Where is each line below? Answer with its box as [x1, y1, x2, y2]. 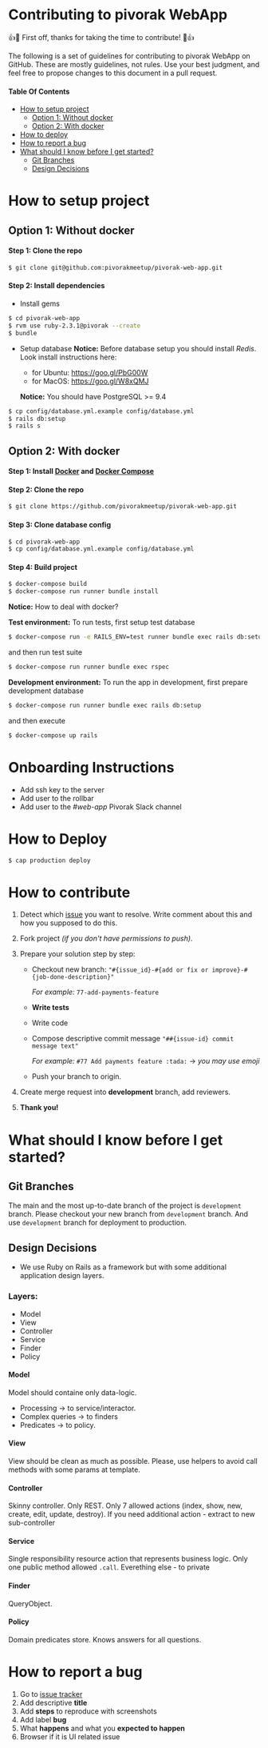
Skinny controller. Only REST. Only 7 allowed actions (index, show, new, [8, 1501, 243, 1510]
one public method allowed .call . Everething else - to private [8, 1562, 210, 1572]
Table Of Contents [8, 86, 70, 96]
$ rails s [8, 422, 41, 430]
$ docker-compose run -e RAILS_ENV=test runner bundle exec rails [8, 633, 234, 641]
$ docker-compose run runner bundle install [8, 587, 159, 595]
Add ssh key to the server [19, 784, 105, 794]
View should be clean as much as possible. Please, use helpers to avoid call [8, 1456, 258, 1465]
